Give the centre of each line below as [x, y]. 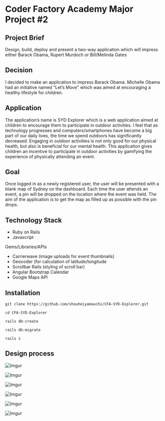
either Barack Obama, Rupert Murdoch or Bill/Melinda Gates [66, 55]
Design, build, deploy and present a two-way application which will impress [82, 49]
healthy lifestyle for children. [34, 93]
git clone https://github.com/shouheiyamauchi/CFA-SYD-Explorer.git [77, 304]
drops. [12, 205]
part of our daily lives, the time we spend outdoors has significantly [73, 135]
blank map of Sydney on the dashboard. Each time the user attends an [77, 189]
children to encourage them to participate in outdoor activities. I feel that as [82, 125]
